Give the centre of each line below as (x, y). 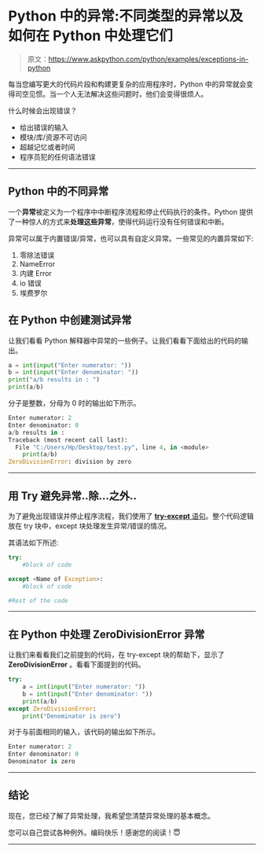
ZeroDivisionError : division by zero (70, 462)
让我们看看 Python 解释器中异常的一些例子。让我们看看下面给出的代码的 (125, 340)
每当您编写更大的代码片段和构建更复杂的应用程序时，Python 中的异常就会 (127, 84)
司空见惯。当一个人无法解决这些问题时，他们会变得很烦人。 (111, 94)
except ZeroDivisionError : (52, 708)
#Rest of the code (38, 601)
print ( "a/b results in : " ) (54, 380)
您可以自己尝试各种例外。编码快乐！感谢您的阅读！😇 (94, 832)
